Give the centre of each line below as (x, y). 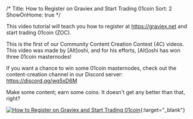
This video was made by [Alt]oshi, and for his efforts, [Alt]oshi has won (93, 50)
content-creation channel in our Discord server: (65, 74)
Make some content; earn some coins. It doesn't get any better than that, (96, 92)
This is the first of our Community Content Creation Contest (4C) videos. (95, 44)
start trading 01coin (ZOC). (39, 33)
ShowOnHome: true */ (33, 15)
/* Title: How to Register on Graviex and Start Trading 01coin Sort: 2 (89, 9)
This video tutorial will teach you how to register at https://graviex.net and (97, 26)
